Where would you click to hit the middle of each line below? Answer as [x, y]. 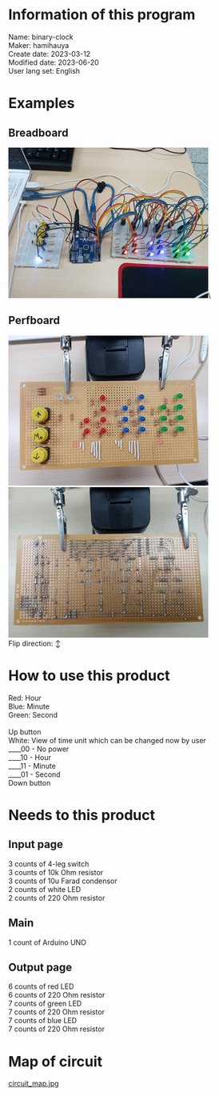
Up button [25, 732]
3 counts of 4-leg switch [49, 864]
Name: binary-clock [41, 37]
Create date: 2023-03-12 [50, 54]
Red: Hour [25, 698]
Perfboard [34, 320]
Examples [42, 104]
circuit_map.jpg [34, 1084]
